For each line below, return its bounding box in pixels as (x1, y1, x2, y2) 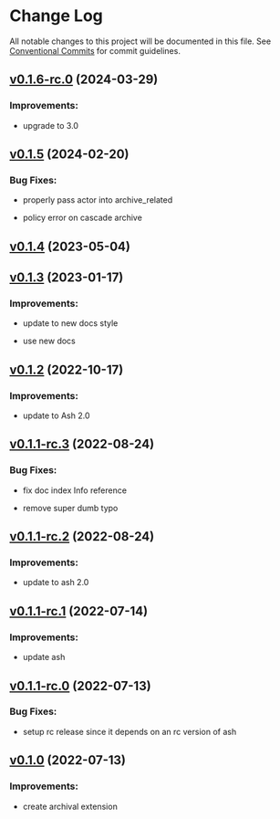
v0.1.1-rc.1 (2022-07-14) (9, 604, 149, 619)
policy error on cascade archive (22, 212, 143, 224)
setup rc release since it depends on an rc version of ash (22, 726, 237, 737)
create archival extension (22, 801, 119, 812)
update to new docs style (22, 318, 119, 329)
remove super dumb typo (22, 502, 119, 513)
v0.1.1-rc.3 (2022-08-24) (9, 436, 155, 452)
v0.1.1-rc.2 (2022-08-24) (9, 529, 155, 544)
